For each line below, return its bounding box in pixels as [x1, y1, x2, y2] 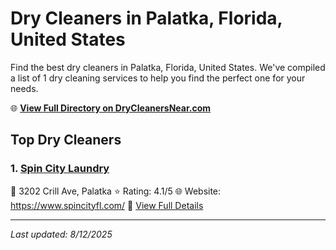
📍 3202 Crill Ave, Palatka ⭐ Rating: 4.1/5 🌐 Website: [10, 185, 222, 197]
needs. [10, 82, 39, 94]
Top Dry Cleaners [10, 132, 122, 149]
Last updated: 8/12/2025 [10, 228, 113, 240]
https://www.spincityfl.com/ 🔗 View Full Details [10, 199, 204, 211]
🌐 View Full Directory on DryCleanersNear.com [10, 102, 212, 114]
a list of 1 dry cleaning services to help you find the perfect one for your [10, 72, 306, 84]
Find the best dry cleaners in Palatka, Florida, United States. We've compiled [10, 61, 326, 73]
